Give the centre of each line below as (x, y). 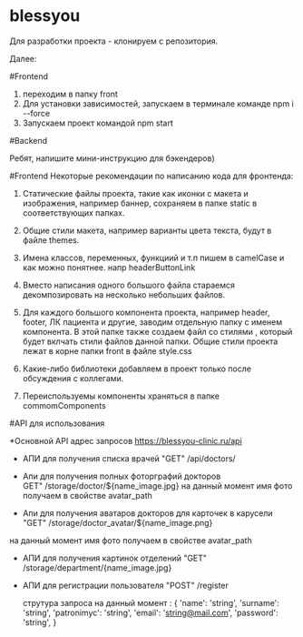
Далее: (23, 58)
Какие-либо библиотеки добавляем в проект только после (137, 369)
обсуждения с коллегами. (73, 378)
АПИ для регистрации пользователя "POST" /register (126, 585)
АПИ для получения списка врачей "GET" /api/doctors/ (129, 458)
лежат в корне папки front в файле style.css (107, 350)
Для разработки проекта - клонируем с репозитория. (114, 41)
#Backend (29, 140)
